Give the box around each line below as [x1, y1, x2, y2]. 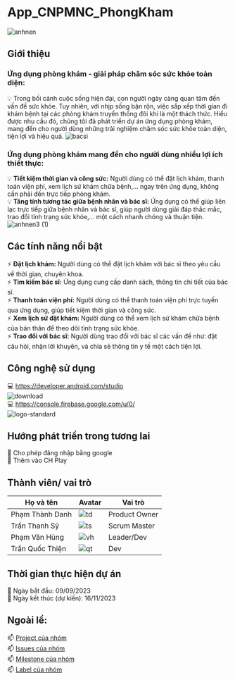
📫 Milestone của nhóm [7, 655, 75, 663]
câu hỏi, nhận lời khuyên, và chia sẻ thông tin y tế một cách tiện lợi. [7, 342, 203, 350]
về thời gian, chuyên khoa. [7, 269, 84, 278]
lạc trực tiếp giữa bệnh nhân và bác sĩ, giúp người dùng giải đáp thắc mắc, [7, 205, 222, 214]
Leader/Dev [108, 533, 148, 543]
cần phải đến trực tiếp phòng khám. [7, 190, 111, 198]
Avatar [78, 497, 102, 507]
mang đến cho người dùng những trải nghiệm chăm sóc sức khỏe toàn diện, [7, 124, 227, 132]
